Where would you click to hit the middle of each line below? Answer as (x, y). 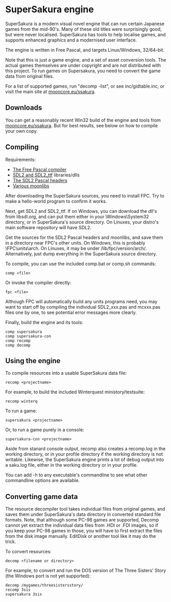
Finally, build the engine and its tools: (44, 322)
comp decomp (18, 345)
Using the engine (33, 361)
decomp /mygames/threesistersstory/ (44, 586)
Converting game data (42, 497)
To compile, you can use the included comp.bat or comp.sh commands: (81, 264)
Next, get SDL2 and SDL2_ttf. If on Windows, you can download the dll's (81, 211)
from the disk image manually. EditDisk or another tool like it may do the (81, 536)
